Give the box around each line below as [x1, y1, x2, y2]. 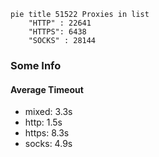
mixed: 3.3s [24, 106, 73, 118]
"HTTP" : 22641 [28, 18, 92, 28]
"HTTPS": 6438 [28, 27, 87, 37]
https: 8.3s [24, 127, 70, 139]
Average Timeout [10, 83, 84, 95]
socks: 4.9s [24, 138, 73, 150]
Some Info [10, 58, 62, 72]
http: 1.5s [24, 116, 63, 129]
